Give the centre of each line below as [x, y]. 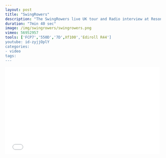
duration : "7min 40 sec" [31, 24]
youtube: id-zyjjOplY [27, 42]
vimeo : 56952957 [22, 33]
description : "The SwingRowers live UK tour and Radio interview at [77, 19]
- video [13, 51]
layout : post [19, 10]
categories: [17, 47]
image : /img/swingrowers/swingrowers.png [48, 28]
